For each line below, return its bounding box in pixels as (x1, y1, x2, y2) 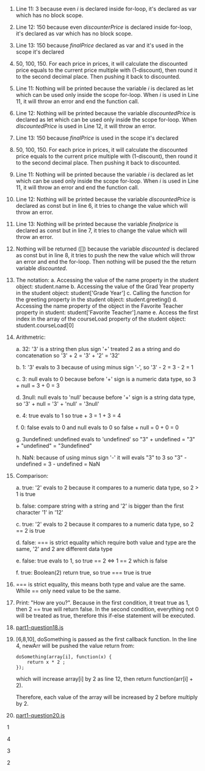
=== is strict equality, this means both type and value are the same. (15, 581, 185, 588)
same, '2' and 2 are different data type (15, 545, 113, 552)
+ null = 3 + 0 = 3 (15, 382, 60, 389)
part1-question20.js (15, 712, 65, 719)
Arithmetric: (15, 333, 46, 341)
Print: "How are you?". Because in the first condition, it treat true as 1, (15, 599, 190, 606)
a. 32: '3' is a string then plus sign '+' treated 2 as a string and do (15, 346, 181, 352)
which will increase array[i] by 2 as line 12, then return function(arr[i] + (15, 675, 193, 682)
